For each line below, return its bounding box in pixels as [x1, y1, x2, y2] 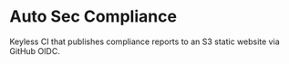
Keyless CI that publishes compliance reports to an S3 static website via [9, 36, 280, 47]
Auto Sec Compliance [9, 6, 178, 27]
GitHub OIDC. [9, 45, 61, 56]
